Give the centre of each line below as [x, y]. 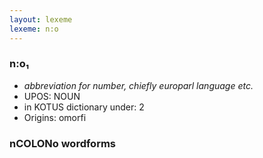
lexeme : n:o [34, 29]
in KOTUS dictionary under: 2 [84, 107]
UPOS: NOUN [52, 96]
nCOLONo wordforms [63, 143]
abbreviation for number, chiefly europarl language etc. [138, 85]
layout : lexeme [41, 19]
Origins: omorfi [55, 117]
